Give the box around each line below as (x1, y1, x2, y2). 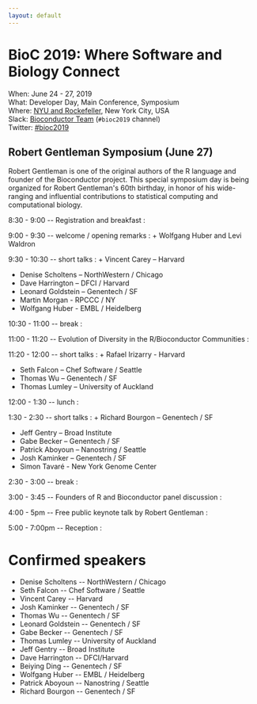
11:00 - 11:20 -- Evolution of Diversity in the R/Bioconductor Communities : (8, 335, 249, 344)
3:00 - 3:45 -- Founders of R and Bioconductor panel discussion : (8, 492, 222, 502)
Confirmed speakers (8, 551, 146, 569)
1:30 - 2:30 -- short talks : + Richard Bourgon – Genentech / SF (8, 413, 214, 423)
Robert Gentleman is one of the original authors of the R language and (8, 166, 236, 176)
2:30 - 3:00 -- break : (8, 477, 78, 487)
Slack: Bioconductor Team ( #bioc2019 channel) (8, 114, 161, 124)
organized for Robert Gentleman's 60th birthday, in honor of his (8, 183, 215, 193)
